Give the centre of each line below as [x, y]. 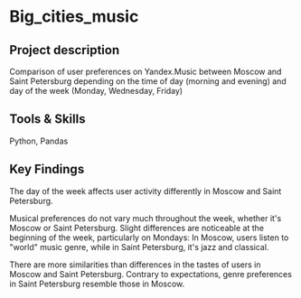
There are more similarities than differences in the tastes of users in [135, 265]
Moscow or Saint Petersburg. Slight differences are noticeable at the [137, 228]
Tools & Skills [47, 119]
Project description [65, 50]
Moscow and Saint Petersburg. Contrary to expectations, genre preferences [150, 274]
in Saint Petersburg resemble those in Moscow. [97, 284]
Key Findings [47, 169]
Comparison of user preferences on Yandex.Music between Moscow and [146, 71]
